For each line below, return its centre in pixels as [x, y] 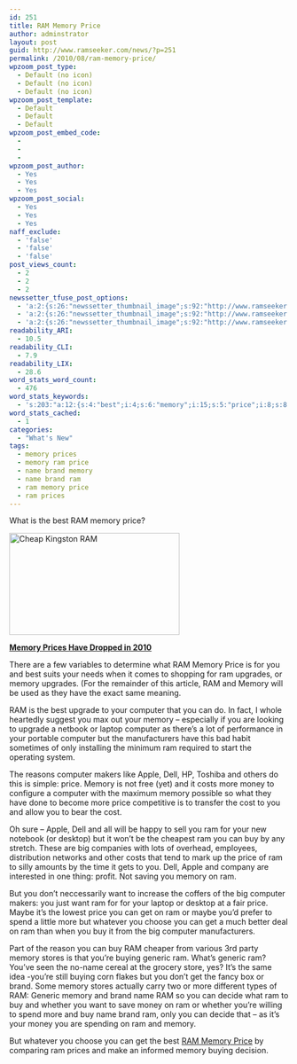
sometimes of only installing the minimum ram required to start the [131, 748]
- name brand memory [55, 471]
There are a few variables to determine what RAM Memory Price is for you [145, 665]
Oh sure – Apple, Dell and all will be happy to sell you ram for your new [138, 829]
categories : [31, 430]
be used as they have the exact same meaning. [95, 693]
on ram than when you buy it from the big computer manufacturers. [132, 931]
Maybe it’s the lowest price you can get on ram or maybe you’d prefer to [141, 912]
